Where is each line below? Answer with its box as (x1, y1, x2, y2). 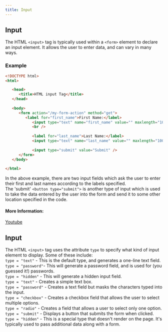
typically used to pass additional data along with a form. (5, 321, 120, 327)
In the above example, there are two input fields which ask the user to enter (5, 175, 161, 181)
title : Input (5, 7, 32, 12)
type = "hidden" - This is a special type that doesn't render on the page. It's (5, 316, 162, 322)
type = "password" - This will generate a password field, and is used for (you (5, 263, 162, 269)
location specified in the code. (5, 196, 67, 202)
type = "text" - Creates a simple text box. (5, 278, 92, 285)
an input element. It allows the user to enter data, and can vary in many (5, 44, 151, 50)
